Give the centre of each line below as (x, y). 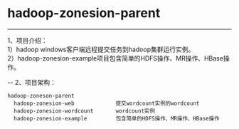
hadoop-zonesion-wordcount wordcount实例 (84, 111)
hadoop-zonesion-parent (84, 13)
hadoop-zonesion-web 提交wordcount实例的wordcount (107, 103)
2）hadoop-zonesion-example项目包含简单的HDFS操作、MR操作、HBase (116, 58)
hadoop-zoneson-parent (41, 96)
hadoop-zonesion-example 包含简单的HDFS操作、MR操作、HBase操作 (117, 118)
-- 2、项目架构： (32, 82)
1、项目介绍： (27, 40)
